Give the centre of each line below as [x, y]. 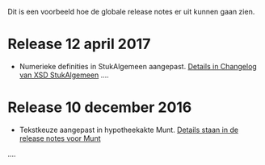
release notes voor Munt [60, 138]
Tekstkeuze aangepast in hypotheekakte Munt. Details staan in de [129, 130]
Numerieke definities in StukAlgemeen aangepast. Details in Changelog [138, 66]
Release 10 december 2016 [100, 107]
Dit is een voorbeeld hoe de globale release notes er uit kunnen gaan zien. [131, 12]
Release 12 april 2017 [79, 44]
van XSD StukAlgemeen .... [64, 75]
